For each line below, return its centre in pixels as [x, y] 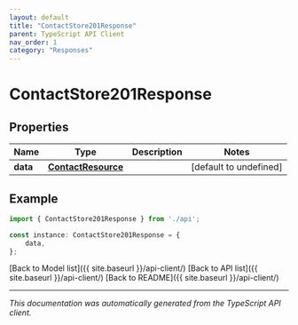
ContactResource [86, 167]
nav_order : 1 [33, 42]
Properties [39, 127]
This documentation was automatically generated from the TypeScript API [145, 304]
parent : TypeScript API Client [67, 34]
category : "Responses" [51, 51]
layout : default [39, 17]
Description [157, 152]
